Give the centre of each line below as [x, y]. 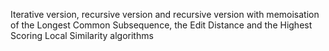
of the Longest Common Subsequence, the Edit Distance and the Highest [161, 25]
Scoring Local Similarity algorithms [82, 35]
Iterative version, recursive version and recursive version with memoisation [165, 14]
